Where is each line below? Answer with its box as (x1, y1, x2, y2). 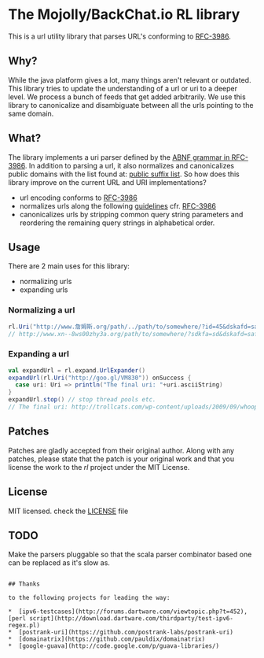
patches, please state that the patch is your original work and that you (8, 454, 234, 464)
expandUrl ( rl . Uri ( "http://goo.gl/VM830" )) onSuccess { (8, 374, 192, 382)
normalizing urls (19, 277, 72, 286)
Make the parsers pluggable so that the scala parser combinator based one (8, 549, 252, 560)
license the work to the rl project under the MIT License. (8, 462, 190, 471)
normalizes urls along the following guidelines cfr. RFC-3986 (19, 201, 217, 210)
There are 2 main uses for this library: (8, 261, 130, 271)
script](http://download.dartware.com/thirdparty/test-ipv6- (28, 615, 234, 623)
